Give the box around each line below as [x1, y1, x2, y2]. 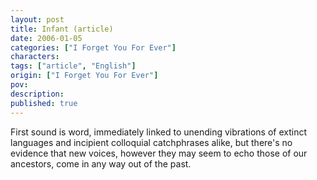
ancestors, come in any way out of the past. [10, 157, 192, 170]
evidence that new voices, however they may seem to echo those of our [10, 147, 308, 159]
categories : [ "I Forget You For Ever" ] [10, 42, 177, 53]
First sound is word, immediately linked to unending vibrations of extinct [10, 126, 307, 138]
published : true [10, 98, 78, 108]
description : [10, 89, 65, 99]
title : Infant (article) [10, 24, 114, 34]
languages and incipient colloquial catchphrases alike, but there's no [10, 136, 293, 148]
